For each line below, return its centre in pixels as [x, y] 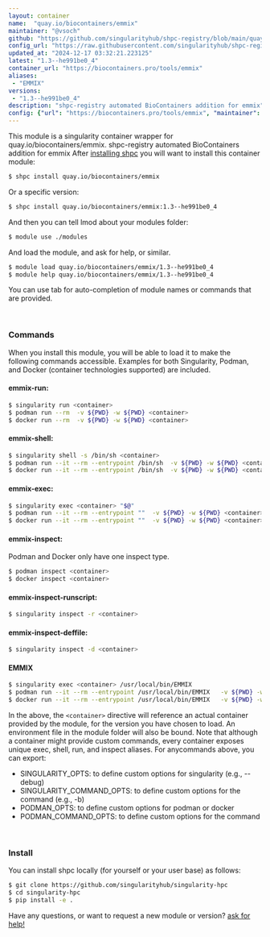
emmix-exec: [31, 488]
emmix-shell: [31, 438]
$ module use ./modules [48, 237]
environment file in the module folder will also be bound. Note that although [133, 732]
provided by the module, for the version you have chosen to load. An [122, 724]
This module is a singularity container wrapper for [91, 136]
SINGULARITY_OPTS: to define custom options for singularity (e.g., [131, 773]
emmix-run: [29, 388]
